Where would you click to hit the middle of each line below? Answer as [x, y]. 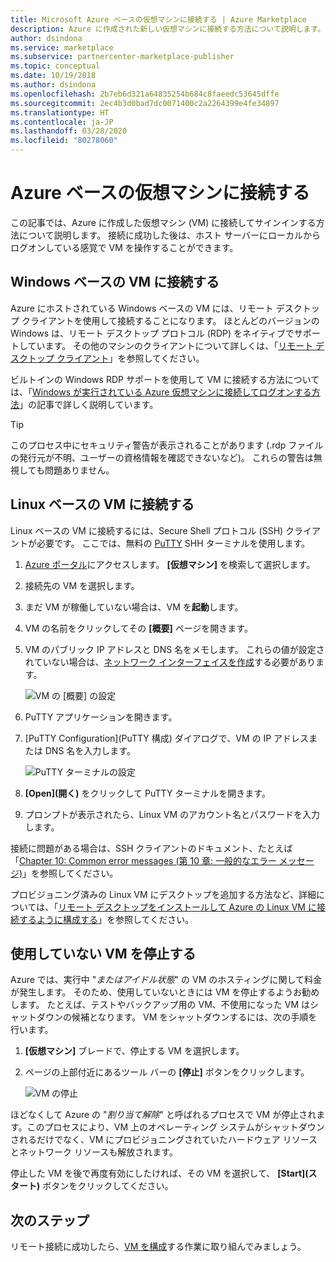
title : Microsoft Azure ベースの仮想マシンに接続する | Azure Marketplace [158, 19]
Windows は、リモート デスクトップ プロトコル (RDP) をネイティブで [152, 333]
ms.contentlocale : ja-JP [62, 122]
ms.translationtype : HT [60, 112]
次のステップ [50, 1220]
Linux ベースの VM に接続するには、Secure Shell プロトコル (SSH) [147, 530]
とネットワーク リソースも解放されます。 [94, 1152]
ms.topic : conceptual [55, 66]
